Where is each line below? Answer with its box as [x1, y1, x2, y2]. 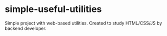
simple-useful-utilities [5, 3, 102, 15]
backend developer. [5, 25, 47, 31]
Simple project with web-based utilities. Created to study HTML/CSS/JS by [5, 20, 162, 26]
